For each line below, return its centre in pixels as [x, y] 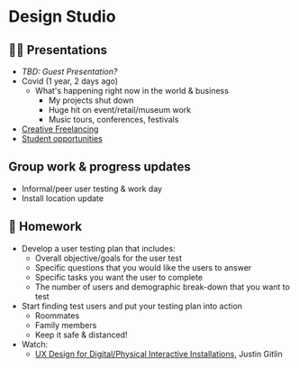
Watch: [35, 344]
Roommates [57, 315]
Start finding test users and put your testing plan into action [132, 306]
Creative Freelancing [60, 129]
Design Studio [62, 17]
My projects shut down [91, 100]
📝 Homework [45, 227]
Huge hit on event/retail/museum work [119, 110]
